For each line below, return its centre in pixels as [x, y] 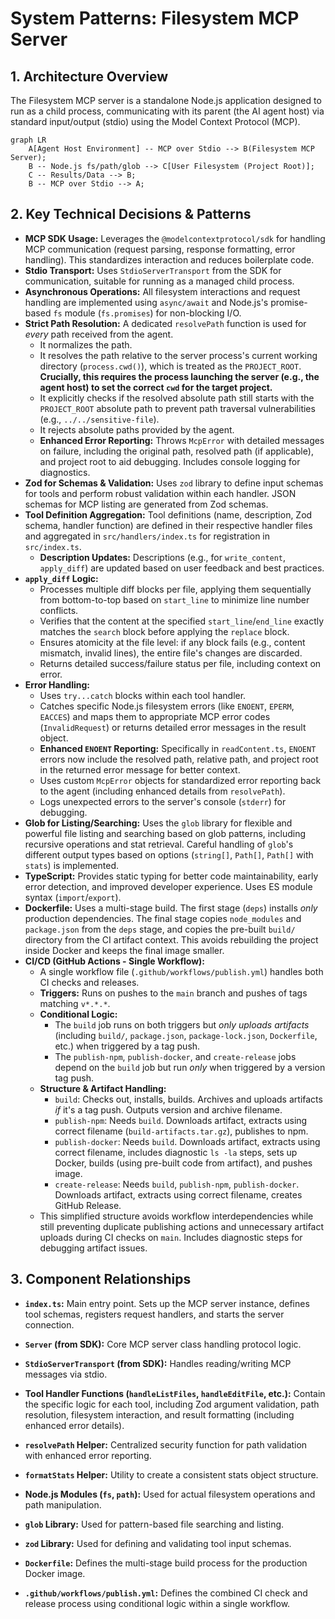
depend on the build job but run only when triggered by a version [190, 1067]
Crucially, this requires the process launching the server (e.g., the [179, 376]
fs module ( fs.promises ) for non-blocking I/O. [147, 313]
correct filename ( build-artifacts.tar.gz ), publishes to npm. [181, 1131]
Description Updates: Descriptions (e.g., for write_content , [163, 557]
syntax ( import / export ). [73, 897]
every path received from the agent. [99, 334]
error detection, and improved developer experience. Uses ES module [168, 886]
